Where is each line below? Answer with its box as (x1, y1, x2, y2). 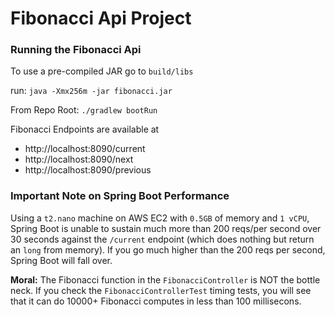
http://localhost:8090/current (24, 143, 146, 155)
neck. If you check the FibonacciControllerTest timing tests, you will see (10, 284, 312, 296)
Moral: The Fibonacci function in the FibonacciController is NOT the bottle (10, 273, 321, 286)
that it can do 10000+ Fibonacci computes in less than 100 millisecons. (10, 295, 302, 307)
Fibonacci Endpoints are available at (10, 123, 160, 136)
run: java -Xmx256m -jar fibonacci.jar (10, 85, 173, 97)
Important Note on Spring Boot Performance (10, 189, 230, 203)
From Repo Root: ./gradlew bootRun (10, 104, 158, 116)
